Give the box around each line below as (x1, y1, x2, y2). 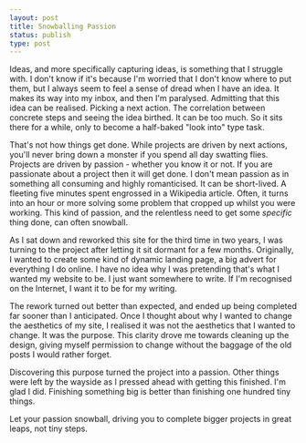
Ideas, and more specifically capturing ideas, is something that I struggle (9, 64, 283, 75)
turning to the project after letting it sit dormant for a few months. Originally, (9, 244, 294, 255)
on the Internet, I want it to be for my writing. (9, 283, 178, 294)
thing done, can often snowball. (9, 217, 129, 228)
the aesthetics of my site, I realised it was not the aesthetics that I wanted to (9, 320, 296, 331)
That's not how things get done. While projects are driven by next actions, (9, 139, 288, 150)
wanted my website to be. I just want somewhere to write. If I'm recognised (9, 273, 292, 284)
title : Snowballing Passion (9, 22, 117, 31)
